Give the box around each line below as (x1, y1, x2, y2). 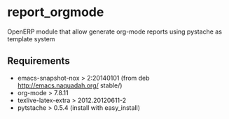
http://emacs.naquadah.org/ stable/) (17, 81, 123, 90)
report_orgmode (7, 4, 104, 20)
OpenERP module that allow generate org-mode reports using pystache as (7, 27, 223, 36)
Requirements (7, 55, 70, 67)
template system (7, 34, 55, 43)
